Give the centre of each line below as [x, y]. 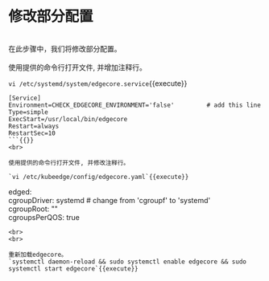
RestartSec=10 [32, 133]
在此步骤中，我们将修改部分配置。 [65, 48]
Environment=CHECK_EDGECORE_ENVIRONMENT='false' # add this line [135, 105]
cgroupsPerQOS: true [44, 217]
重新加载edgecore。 [38, 255]
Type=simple [28, 112]
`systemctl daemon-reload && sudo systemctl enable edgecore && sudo [128, 262]
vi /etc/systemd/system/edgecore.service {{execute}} [98, 83]
